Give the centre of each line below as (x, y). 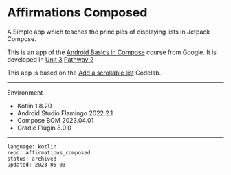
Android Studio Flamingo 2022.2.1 (65, 113)
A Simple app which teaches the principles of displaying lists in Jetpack (109, 32)
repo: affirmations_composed (49, 152)
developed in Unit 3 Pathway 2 (51, 59)
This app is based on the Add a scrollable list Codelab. (84, 73)
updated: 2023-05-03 (37, 165)
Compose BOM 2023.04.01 (55, 120)
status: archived (32, 159)
